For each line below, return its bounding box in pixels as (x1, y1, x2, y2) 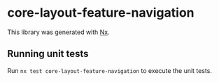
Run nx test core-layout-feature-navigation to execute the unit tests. (7, 66, 212, 74)
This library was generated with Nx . (7, 28, 110, 36)
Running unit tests (7, 48, 89, 60)
